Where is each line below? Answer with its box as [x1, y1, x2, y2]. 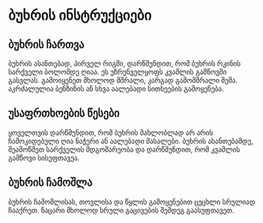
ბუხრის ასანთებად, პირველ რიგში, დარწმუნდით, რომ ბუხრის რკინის [8, 59, 242, 68]
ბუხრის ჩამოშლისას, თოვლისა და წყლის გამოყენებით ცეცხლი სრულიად [8, 197, 256, 206]
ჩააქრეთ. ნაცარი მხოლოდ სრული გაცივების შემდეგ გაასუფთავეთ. [8, 205, 234, 215]
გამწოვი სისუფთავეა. [8, 153, 80, 162]
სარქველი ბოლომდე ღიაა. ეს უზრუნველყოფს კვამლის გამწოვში [8, 67, 227, 77]
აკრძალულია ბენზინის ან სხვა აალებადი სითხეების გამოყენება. [8, 84, 224, 93]
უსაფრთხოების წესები [8, 107, 120, 120]
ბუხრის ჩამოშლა [8, 176, 93, 190]
